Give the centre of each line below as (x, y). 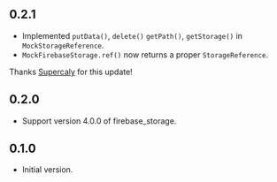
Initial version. (47, 170)
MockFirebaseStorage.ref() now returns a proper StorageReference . (145, 54)
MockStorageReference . (63, 45)
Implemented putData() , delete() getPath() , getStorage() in (132, 35)
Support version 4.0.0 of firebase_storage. (99, 121)
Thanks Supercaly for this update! (71, 72)
